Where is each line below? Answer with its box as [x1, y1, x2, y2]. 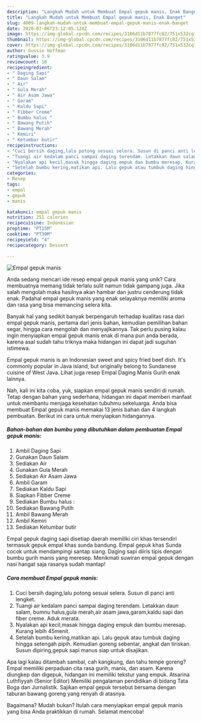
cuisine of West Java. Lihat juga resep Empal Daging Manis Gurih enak [7, 369, 181, 376]
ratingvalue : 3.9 [7, 53, 50, 59]
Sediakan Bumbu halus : [15, 498, 75, 505]
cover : [7, 43, 23, 49]
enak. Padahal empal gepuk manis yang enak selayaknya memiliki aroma [7, 295, 185, 302]
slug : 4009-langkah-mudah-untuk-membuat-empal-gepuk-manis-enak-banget [7, 20, 188, 26]
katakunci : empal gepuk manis [7, 209, 82, 215]
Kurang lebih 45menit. [15, 628, 70, 635]
